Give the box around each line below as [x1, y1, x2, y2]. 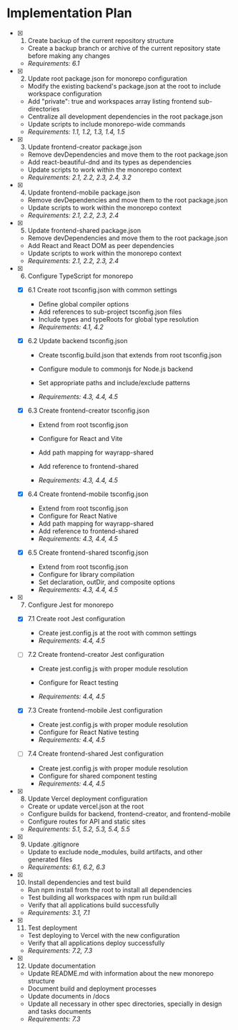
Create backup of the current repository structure [27, 36, 174, 44]
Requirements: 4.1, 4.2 [38, 323, 104, 331]
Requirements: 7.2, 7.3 [27, 946, 93, 955]
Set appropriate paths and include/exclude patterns [38, 379, 191, 387]
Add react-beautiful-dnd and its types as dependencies [27, 157, 192, 166]
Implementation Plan [6, 5, 133, 21]
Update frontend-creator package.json [27, 142, 142, 151]
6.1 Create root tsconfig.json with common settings [27, 285, 178, 294]
